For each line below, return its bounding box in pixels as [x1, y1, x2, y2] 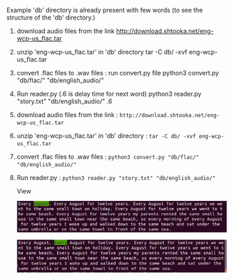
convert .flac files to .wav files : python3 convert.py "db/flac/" [16, 153, 200, 161]
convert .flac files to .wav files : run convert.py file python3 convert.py [16, 69, 219, 77]
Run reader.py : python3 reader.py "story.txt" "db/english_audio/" [16, 174, 216, 182]
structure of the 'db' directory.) [6, 13, 96, 22]
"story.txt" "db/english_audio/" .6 [16, 97, 112, 105]
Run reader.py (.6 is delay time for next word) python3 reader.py [16, 90, 202, 98]
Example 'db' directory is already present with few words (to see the [6, 6, 203, 14]
